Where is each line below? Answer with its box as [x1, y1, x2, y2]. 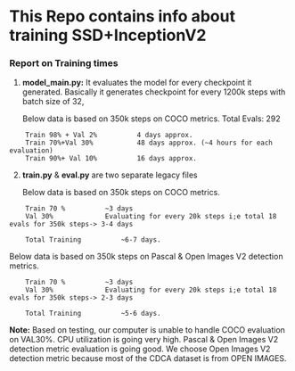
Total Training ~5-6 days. [25, 309, 162, 318]
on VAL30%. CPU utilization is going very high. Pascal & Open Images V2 [9, 334, 279, 345]
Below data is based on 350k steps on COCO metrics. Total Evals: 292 [21, 113, 281, 124]
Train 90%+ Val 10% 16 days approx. [25, 154, 198, 163]
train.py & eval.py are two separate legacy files [21, 169, 198, 180]
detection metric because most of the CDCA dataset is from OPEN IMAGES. [9, 353, 287, 364]
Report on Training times [9, 57, 119, 70]
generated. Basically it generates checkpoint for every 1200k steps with [21, 87, 286, 97]
